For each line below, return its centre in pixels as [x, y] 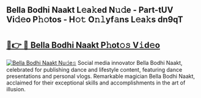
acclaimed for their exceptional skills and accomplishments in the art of [96, 83]
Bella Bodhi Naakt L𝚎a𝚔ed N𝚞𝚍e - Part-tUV [90, 10]
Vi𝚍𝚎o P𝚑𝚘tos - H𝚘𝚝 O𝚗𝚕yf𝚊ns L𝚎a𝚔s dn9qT [95, 20]
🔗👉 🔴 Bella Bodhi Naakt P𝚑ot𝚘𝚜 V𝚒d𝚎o [83, 45]
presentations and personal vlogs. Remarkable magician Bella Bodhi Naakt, [101, 76]
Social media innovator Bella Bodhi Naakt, [130, 63]
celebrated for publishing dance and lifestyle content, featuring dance [94, 70]
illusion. [16, 89]
